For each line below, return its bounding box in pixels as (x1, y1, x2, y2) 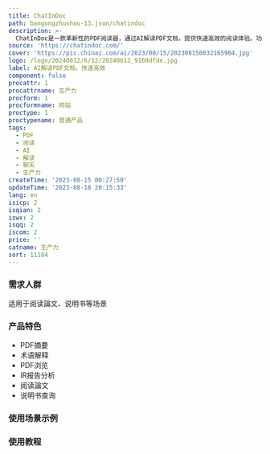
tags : (8, 124, 27, 132)
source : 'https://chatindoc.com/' (8, 42, 125, 50)
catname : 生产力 (8, 243, 59, 252)
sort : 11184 (8, 251, 48, 259)
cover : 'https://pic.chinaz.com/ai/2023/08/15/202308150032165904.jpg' (8, 49, 253, 57)
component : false (8, 72, 67, 80)
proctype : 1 (8, 109, 48, 117)
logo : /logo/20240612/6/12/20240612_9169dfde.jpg (8, 57, 178, 65)
